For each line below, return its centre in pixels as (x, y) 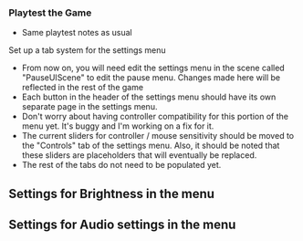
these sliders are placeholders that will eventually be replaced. (139, 155)
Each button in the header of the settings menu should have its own (149, 97)
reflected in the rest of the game (82, 88)
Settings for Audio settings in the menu (122, 225)
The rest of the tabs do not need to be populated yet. (121, 165)
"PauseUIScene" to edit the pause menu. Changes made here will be (151, 78)
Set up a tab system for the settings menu (87, 50)
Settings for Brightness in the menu (112, 194)
